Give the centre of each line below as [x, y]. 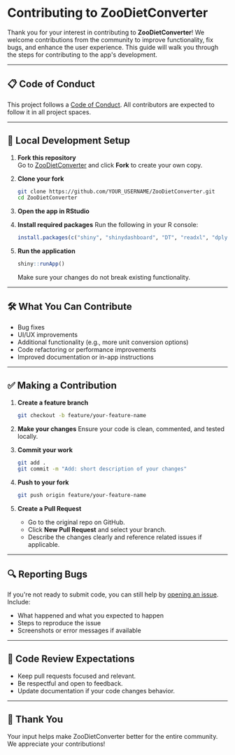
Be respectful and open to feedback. [70, 683]
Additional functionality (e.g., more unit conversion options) [103, 342]
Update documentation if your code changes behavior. [96, 691]
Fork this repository [47, 157]
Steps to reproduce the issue [59, 623]
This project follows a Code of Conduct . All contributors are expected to [111, 104]
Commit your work [45, 449]
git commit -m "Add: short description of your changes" [102, 469]
